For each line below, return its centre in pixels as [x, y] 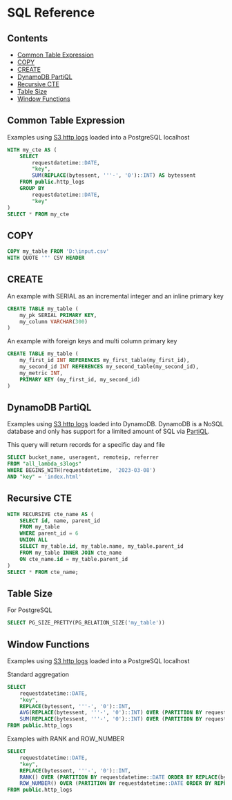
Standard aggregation [38, 674]
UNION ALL [34, 540]
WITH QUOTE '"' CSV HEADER [46, 258]
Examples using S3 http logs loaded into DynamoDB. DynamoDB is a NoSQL [116, 424]
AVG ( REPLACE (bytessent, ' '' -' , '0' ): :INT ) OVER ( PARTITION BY [111, 713]
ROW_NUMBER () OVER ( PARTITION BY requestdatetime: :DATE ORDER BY [116, 783]
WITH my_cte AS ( [32, 150]
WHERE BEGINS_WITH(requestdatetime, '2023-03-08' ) [81, 470]
